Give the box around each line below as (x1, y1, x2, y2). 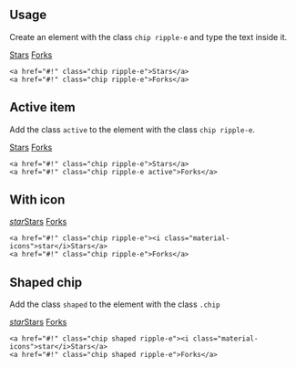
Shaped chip (9, 274, 83, 290)
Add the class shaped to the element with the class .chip (9, 299, 220, 310)
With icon (9, 192, 66, 208)
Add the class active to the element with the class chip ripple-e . (9, 123, 255, 135)
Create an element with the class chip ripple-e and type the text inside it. (9, 31, 288, 42)
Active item (9, 100, 76, 115)
